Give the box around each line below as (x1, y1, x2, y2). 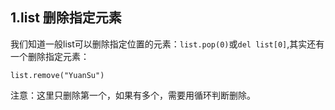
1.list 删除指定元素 (10, 9, 122, 27)
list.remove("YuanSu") (10, 70, 105, 80)
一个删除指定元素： (10, 50, 90, 62)
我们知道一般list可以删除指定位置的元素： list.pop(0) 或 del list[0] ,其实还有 (10, 38, 325, 50)
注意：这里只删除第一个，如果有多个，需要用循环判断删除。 (10, 89, 256, 101)
